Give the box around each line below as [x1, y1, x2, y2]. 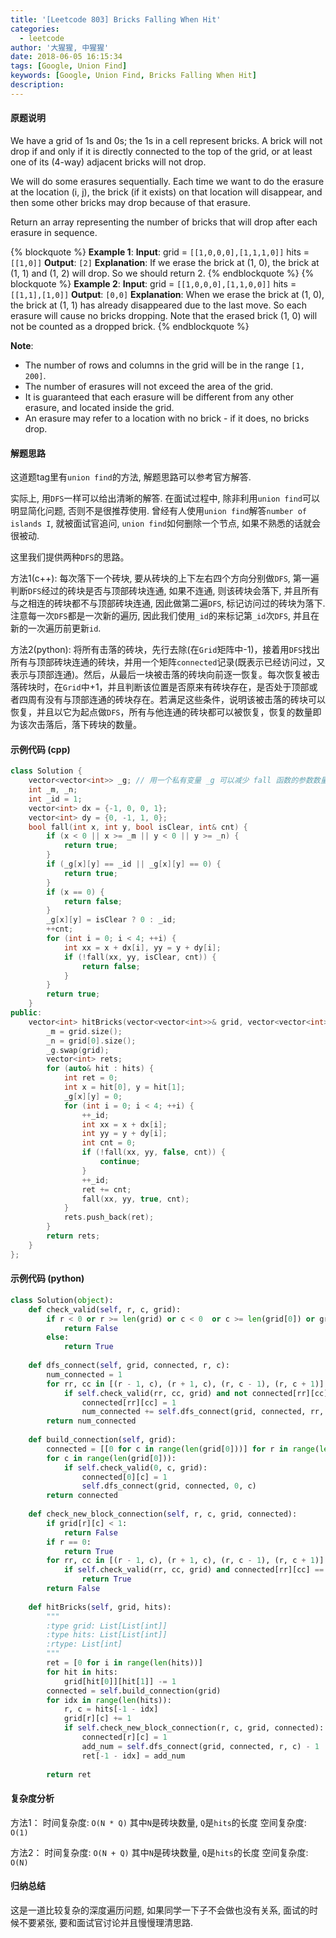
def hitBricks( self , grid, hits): [28, 1602, 172, 1612]
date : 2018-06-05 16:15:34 [10, 52, 123, 62]
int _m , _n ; [28, 785, 78, 795]
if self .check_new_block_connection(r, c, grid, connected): [63, 1723, 325, 1733]
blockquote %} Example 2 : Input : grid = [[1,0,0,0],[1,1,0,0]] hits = [10, 277, 297, 290]
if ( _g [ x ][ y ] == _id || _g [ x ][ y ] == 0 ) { [46, 859, 222, 870]
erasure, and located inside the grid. [24, 401, 175, 413]
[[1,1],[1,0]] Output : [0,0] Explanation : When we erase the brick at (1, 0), [10, 288, 325, 300]
